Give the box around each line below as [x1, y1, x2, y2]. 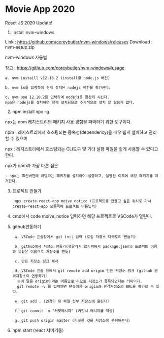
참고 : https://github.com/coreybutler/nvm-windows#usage [5, 65, 125, 71]
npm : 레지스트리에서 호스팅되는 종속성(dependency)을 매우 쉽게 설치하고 [5, 129, 148, 135]
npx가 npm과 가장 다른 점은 [5, 162, 59, 168]
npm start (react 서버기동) [12, 327, 64, 333]
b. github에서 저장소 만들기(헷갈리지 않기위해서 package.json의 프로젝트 [14, 244, 149, 249]
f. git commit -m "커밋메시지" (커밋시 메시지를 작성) [14, 308, 115, 313]
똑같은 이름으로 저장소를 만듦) [18, 249, 71, 254]
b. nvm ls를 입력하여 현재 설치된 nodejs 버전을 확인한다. [5, 85, 111, 90]
